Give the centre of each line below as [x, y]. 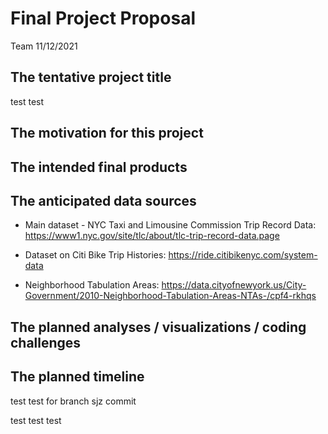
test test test [36, 420]
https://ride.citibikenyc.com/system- [243, 255]
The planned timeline [77, 377]
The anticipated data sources [103, 200]
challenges [46, 342]
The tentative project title [91, 77]
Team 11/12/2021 [44, 46]
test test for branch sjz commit [73, 401]
